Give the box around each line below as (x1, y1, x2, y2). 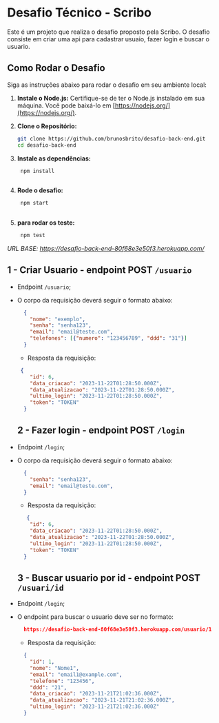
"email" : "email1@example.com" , (30, 671, 123, 678)
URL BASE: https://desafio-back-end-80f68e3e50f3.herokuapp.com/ (7, 244, 205, 252)
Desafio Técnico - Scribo (7, 5, 152, 21)
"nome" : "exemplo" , (30, 316, 86, 323)
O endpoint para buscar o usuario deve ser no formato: (17, 613, 174, 621)
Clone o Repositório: (17, 122, 77, 130)
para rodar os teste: (17, 218, 75, 227)
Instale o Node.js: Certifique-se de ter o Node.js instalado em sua (17, 94, 205, 102)
